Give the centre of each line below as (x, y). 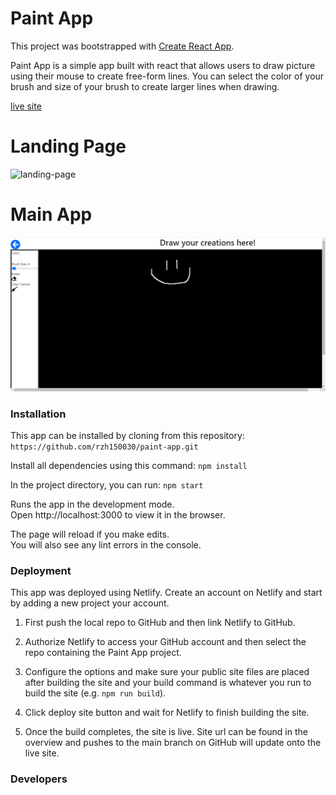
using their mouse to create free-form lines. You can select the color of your (167, 76)
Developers (39, 779)
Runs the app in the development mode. (92, 504)
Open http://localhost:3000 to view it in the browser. (118, 515)
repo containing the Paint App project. (103, 653)
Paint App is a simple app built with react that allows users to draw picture (163, 65)
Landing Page (68, 146)
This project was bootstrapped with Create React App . (122, 46)
